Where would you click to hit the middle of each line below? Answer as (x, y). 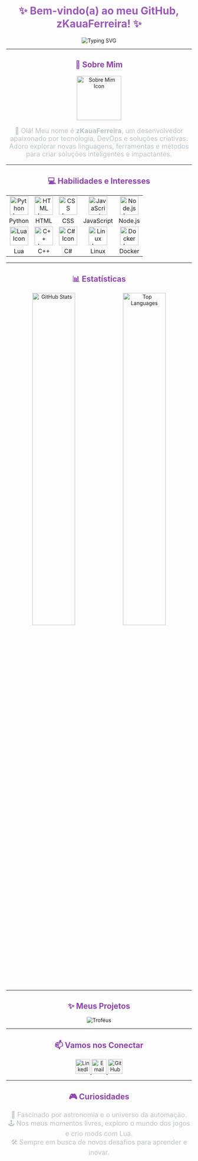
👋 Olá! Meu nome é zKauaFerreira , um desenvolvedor (99, 130)
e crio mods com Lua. (99, 1134)
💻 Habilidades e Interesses (99, 181)
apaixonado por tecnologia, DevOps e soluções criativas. (99, 138)
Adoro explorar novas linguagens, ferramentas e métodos (99, 146)
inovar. (99, 1153)
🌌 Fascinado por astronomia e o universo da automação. (99, 1115)
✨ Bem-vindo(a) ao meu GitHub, (99, 11)
